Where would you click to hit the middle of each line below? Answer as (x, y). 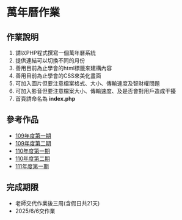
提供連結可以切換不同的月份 (50, 61)
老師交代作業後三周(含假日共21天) (57, 203)
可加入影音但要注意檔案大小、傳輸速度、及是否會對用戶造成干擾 (95, 91)
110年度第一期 (33, 151)
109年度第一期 (33, 136)
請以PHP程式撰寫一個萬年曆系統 (56, 53)
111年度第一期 (32, 166)
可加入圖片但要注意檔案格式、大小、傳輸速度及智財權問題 (87, 83)
